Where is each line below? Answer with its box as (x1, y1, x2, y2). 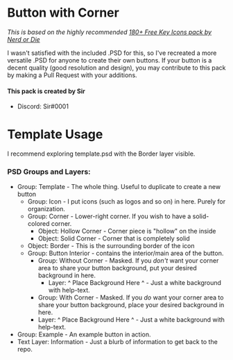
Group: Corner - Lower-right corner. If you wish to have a (27, 212, 191, 220)
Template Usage (7, 126, 103, 142)
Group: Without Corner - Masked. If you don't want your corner (37, 256, 219, 265)
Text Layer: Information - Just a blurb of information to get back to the (17, 338, 218, 346)
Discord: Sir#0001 (17, 102, 69, 111)
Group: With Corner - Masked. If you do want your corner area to (37, 293, 224, 302)
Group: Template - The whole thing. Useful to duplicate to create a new (17, 183, 221, 191)
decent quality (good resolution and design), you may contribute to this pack (7, 63, 226, 72)
